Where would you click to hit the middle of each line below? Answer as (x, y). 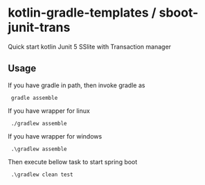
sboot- (179, 13)
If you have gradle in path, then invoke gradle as (77, 85)
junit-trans (39, 27)
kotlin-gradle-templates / (82, 13)
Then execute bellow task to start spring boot (73, 161)
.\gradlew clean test (42, 175)
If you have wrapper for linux (49, 111)
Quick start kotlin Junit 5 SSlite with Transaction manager (90, 46)
